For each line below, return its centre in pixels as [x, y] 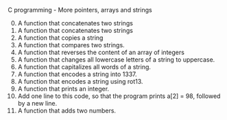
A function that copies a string [60, 38]
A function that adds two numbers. [67, 110]
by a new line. [37, 103]
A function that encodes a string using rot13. [80, 81]
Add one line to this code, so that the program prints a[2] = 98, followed [119, 96]
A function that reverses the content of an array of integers [101, 52]
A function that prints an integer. [63, 89]
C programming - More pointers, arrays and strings [80, 10]
